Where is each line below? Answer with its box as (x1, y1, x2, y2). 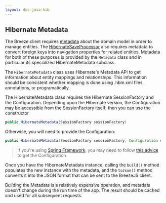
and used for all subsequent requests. (5, 193, 83, 199)
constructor (5, 110, 29, 116)
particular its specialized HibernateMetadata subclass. (5, 60, 116, 66)
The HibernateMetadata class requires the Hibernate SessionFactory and (5, 94, 154, 100)
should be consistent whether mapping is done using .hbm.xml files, (5, 80, 144, 85)
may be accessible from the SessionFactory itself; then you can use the (5, 105, 151, 111)
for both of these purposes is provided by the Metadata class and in (5, 54, 142, 60)
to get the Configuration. (17, 153, 68, 159)
